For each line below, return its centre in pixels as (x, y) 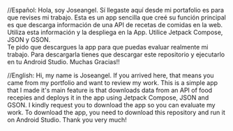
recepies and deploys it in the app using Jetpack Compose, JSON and (108, 98)
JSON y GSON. (29, 40)
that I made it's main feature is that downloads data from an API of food (110, 90)
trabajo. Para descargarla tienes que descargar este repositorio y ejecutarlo (116, 54)
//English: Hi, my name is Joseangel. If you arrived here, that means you (111, 75)
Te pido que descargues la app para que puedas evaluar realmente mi (108, 47)
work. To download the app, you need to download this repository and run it (116, 112)
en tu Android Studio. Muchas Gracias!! (63, 62)
